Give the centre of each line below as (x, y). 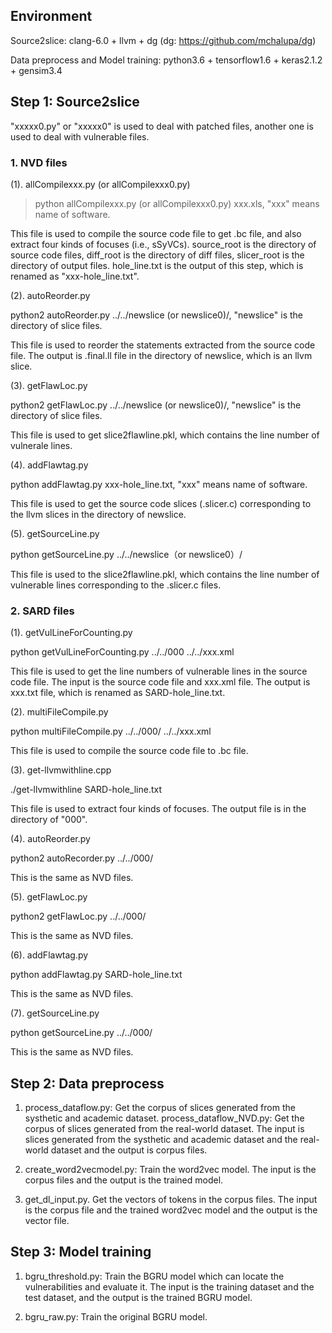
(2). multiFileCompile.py (59, 712)
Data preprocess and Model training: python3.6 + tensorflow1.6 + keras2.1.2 (166, 60)
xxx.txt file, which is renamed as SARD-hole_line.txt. (118, 693)
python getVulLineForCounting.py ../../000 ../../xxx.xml (122, 652)
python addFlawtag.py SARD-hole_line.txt (96, 975)
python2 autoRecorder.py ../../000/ (82, 858)
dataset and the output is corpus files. (129, 1150)
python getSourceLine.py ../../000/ (81, 1033)
